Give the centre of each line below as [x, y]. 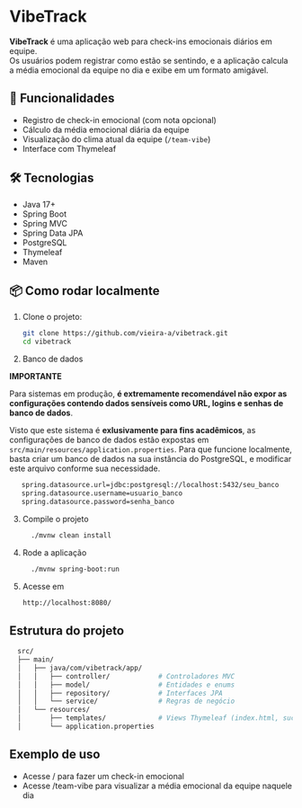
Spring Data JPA [53, 233]
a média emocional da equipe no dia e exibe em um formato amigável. [139, 70]
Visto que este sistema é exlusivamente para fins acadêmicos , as [133, 431]
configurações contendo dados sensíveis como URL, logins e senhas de [147, 404]
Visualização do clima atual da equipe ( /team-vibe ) [116, 139]
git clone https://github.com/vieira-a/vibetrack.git [125, 333]
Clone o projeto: [52, 317]
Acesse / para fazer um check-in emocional [103, 776]
